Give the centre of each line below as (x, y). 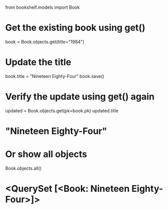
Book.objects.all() (23, 168)
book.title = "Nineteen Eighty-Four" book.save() (55, 76)
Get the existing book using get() (75, 28)
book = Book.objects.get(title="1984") (45, 41)
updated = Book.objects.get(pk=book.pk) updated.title (62, 110)
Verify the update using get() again (80, 97)
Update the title (38, 62)
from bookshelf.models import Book (42, 7)
